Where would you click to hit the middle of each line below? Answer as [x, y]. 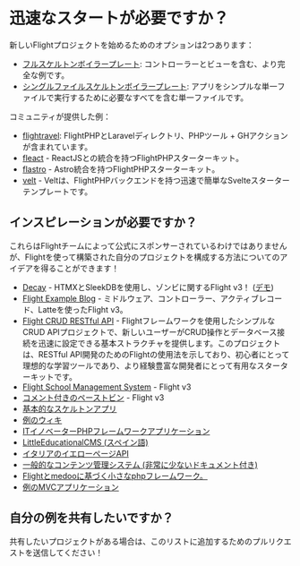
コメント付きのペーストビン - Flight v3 [93, 397]
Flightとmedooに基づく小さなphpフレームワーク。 [115, 476]
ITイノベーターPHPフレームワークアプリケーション [116, 431]
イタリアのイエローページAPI [76, 453]
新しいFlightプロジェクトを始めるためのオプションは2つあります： [132, 45]
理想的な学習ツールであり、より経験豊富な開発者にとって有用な [139, 365]
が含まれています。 [57, 146]
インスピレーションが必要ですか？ [103, 223]
